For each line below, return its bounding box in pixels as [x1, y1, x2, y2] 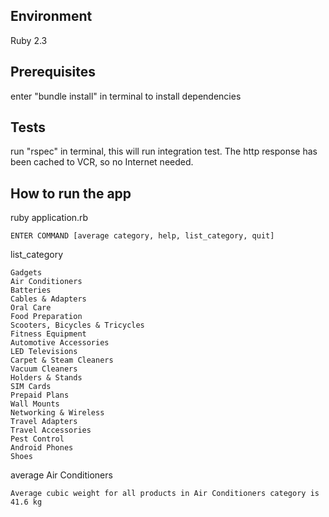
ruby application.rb [10, 212, 89, 224]
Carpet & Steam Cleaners [10, 355, 114, 366]
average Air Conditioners [10, 469, 113, 481]
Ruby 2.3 [10, 34, 48, 46]
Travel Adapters [10, 417, 78, 427]
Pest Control [10, 434, 65, 444]
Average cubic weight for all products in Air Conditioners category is [10, 489, 320, 499]
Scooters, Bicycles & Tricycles [10, 320, 145, 331]
